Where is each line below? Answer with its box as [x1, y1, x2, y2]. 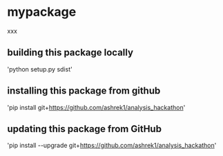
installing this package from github [7, 85, 161, 97]
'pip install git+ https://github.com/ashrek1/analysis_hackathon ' [7, 103, 186, 111]
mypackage [7, 4, 77, 20]
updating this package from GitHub [7, 123, 162, 135]
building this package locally [7, 47, 133, 58]
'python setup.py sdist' [7, 65, 72, 73]
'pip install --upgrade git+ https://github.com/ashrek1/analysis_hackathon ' [7, 142, 217, 150]
